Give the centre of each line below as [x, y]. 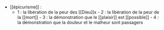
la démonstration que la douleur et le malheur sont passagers [80, 22]
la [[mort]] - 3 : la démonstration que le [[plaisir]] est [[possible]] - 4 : [88, 17]
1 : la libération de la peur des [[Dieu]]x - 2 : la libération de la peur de [88, 12]
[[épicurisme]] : [26, 7]
